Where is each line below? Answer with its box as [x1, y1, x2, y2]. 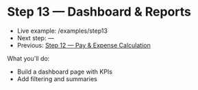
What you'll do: [7, 54, 50, 62]
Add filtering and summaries [16, 74, 97, 82]
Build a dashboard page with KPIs [16, 67, 113, 76]
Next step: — [16, 33, 55, 42]
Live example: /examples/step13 [16, 27, 108, 35]
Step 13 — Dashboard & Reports [7, 4, 192, 20]
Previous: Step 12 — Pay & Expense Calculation [16, 41, 151, 49]
